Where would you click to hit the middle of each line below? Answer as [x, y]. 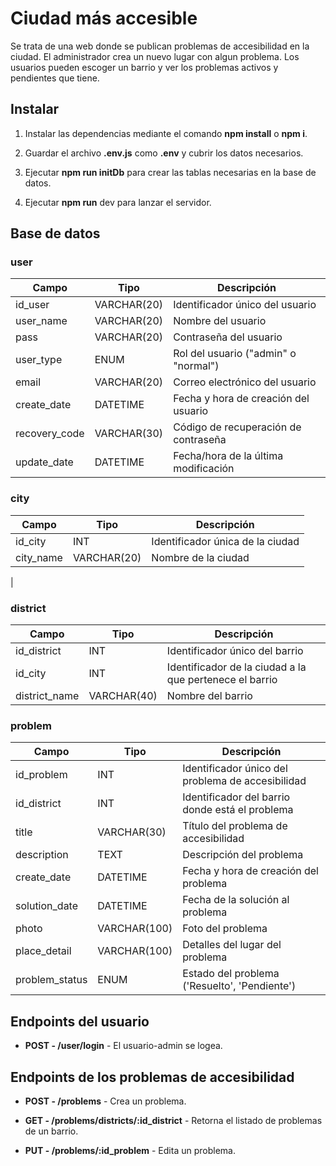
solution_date [47, 906]
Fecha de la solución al [236, 900]
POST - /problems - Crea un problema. [105, 1101]
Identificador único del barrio [235, 651]
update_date [44, 462]
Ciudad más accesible [104, 18]
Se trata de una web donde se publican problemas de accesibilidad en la [160, 46]
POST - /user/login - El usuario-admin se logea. [123, 1046]
